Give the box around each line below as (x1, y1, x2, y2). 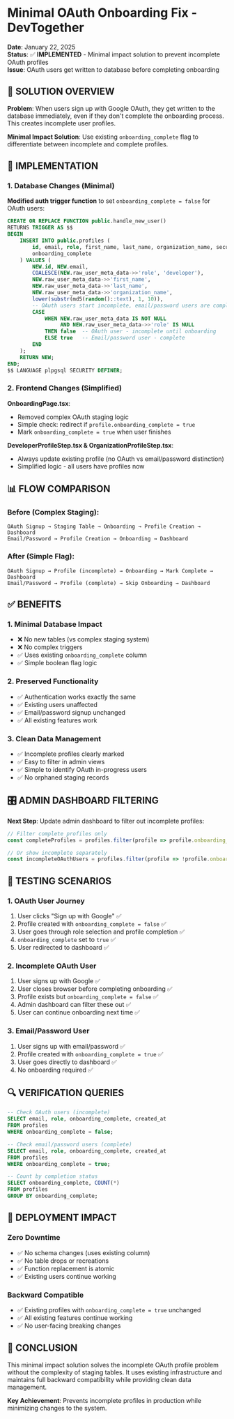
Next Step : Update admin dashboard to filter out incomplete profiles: (7, 817, 205, 825)
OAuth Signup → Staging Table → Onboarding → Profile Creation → (7, 523, 201, 531)
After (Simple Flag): (7, 552, 75, 561)
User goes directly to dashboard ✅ (17, 1058, 117, 1066)
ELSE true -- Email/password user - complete (44, 335, 186, 342)
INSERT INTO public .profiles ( (19, 237, 111, 245)
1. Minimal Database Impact (7, 619, 102, 629)
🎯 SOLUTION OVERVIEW (7, 86, 115, 98)
